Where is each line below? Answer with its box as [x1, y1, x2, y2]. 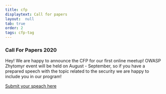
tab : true [5, 21, 26, 26]
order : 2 [5, 26, 23, 31]
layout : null [5, 16, 35, 21]
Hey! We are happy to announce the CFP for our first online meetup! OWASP [5, 58, 161, 64]
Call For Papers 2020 [5, 47, 57, 53]
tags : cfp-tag [5, 30, 35, 35]
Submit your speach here [5, 83, 57, 89]
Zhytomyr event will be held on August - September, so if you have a [5, 63, 145, 69]
